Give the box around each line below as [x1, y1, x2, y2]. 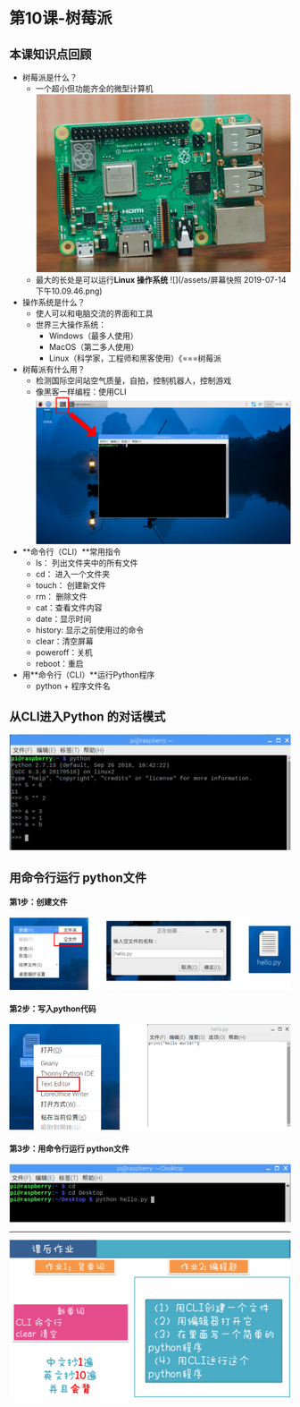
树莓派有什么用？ [21, 364, 86, 375]
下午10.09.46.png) [35, 286, 103, 296]
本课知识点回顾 [9, 47, 92, 62]
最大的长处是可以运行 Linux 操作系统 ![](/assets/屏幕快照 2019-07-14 [35, 275, 287, 286]
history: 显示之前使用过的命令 [35, 624, 145, 635]
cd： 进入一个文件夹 [35, 568, 111, 579]
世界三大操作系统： [35, 320, 107, 330]
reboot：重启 [35, 658, 84, 669]
